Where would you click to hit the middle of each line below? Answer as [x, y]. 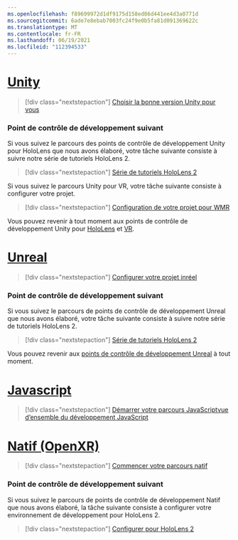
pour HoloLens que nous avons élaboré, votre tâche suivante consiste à [113, 151]
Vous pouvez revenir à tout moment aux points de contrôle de [98, 221]
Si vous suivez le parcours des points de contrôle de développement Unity [116, 144]
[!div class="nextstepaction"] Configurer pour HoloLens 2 [109, 529]
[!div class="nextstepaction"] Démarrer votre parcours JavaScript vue [126, 410]
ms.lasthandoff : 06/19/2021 [49, 41]
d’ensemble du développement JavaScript [87, 418]
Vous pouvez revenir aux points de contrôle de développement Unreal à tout [119, 354]
